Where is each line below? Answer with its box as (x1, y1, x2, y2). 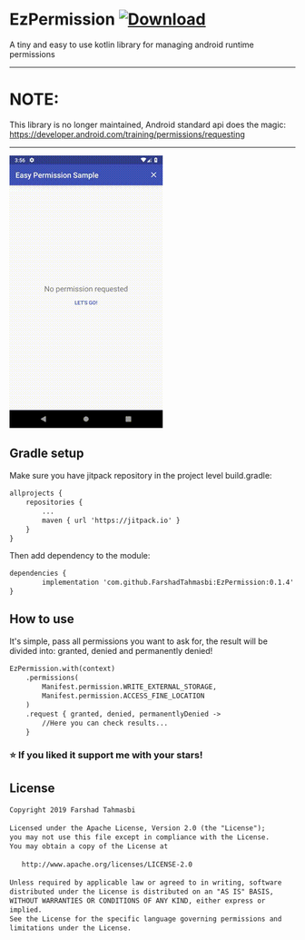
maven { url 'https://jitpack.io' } (42, 516, 181, 525)
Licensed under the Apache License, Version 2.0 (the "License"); (9, 824, 266, 833)
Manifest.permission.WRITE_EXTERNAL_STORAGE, (42, 682, 218, 691)
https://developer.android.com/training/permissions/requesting (9, 128, 245, 140)
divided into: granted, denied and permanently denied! (9, 645, 213, 656)
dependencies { (9, 569, 67, 578)
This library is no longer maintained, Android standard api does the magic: (9, 119, 287, 130)
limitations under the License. (9, 924, 132, 933)
